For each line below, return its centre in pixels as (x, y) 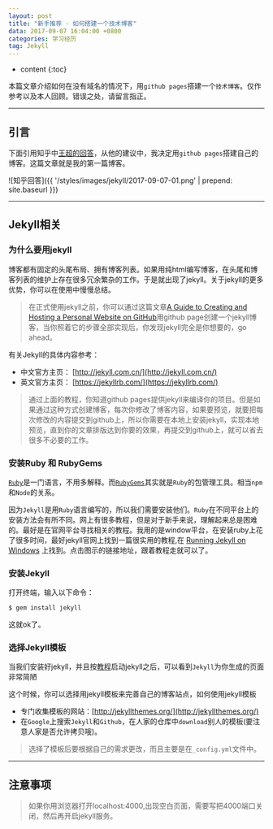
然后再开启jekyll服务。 (80, 816)
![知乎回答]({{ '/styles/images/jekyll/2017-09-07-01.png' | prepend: (121, 180)
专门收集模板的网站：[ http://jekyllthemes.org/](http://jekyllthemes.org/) (139, 711)
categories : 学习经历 (43, 39)
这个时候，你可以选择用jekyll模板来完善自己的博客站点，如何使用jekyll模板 (132, 694)
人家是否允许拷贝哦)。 (64, 731)
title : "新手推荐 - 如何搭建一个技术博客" (73, 24)
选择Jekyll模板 (37, 648)
